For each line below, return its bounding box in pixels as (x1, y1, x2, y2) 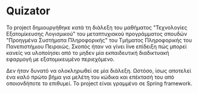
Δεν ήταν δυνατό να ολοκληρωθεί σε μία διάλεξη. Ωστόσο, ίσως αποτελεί (6, 67, 191, 74)
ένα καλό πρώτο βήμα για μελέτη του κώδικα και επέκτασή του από (6, 73, 175, 80)
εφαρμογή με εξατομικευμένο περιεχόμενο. (6, 55, 115, 63)
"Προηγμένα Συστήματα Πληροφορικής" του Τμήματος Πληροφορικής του (6, 36, 193, 44)
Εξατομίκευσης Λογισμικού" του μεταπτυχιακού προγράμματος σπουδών (6, 30, 188, 37)
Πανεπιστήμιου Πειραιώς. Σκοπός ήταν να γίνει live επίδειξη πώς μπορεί (6, 43, 187, 50)
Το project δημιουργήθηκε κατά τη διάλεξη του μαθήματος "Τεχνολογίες (6, 24, 188, 31)
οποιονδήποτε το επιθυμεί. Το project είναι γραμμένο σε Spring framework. (6, 79, 193, 87)
